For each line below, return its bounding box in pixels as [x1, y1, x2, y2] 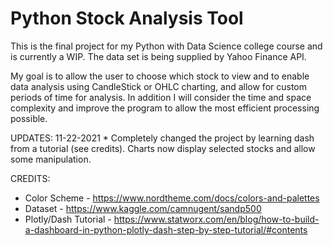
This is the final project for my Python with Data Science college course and [10, 40, 323, 52]
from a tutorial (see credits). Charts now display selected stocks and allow [10, 142, 316, 154]
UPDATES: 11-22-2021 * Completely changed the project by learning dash [10, 132, 315, 144]
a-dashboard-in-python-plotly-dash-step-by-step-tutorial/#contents [24, 223, 308, 236]
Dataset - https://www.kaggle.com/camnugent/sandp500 [24, 202, 262, 214]
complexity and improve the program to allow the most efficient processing [10, 102, 320, 114]
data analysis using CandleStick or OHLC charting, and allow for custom [10, 80, 308, 92]
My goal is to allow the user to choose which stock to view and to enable [10, 70, 310, 82]
